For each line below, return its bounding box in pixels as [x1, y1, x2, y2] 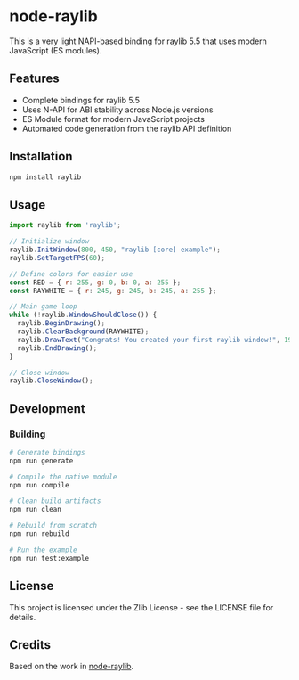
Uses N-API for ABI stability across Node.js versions [21, 104, 214, 115]
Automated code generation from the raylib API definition [21, 123, 232, 134]
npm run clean [9, 505, 62, 514]
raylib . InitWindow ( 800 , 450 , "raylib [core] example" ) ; [9, 245, 221, 254]
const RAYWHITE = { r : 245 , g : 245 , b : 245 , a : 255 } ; [9, 286, 217, 295]
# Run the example [9, 545, 77, 554]
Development [9, 401, 86, 416]
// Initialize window [9, 237, 90, 246]
